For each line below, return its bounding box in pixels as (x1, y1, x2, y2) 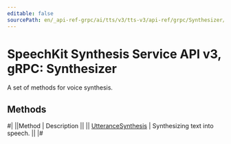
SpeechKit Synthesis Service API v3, (7, 46, 222, 62)
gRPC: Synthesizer (7, 61, 117, 76)
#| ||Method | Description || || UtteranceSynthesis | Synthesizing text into (7, 122, 214, 130)
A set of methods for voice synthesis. (7, 83, 113, 92)
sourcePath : (7, 17, 41, 23)
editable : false (7, 10, 54, 17)
